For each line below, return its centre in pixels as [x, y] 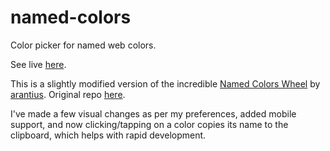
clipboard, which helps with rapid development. [108, 135]
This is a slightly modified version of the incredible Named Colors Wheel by [165, 83]
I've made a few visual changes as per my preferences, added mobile [153, 113]
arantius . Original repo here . [68, 94]
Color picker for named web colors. [83, 45]
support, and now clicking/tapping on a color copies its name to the [149, 124]
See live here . [38, 64]
